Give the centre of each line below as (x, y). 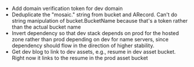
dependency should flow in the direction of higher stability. (83, 45)
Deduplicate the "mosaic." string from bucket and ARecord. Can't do (94, 15)
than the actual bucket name (46, 27)
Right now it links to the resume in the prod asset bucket (80, 58)
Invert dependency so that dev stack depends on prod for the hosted (95, 33)
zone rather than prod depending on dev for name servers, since (90, 39)
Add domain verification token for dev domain (67, 8)
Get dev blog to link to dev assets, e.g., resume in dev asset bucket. (94, 52)
